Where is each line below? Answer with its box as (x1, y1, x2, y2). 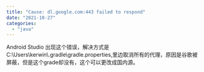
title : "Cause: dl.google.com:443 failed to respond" (6, 9, 146, 15)
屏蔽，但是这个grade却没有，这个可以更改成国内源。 (6, 59, 139, 66)
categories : (6, 20, 37, 26)
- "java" (12, 26, 34, 32)
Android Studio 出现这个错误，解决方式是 (6, 43, 110, 51)
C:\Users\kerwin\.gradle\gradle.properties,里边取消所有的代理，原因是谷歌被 (6, 51, 198, 59)
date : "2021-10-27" (6, 15, 56, 21)
